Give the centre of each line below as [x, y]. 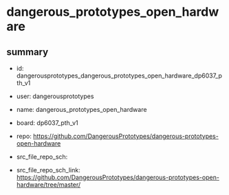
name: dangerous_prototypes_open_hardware [81, 110]
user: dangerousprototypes [55, 96]
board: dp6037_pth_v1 [47, 123]
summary [28, 52]
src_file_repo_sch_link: [48, 170]
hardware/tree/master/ [48, 185]
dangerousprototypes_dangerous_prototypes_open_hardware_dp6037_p [119, 76]
